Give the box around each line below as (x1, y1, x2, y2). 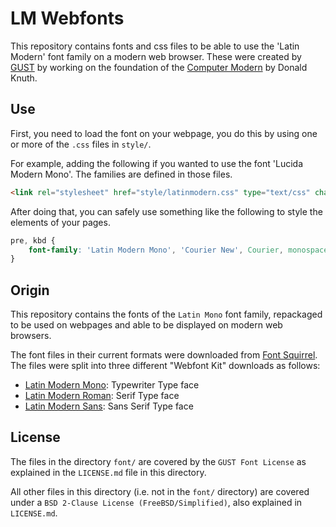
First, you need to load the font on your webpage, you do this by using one (10, 127, 318, 139)
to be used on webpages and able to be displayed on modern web (10, 319, 283, 331)
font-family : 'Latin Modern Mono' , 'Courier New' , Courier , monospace (28, 245, 329, 255)
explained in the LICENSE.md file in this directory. (10, 466, 207, 478)
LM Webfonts (10, 7, 125, 30)
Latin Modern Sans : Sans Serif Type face (24, 400, 194, 412)
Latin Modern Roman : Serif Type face (24, 390, 180, 402)
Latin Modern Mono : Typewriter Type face (24, 379, 200, 391)
